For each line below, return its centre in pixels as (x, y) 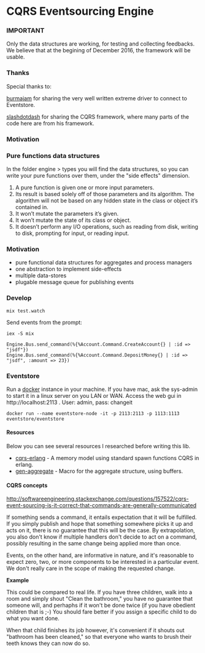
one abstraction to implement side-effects (68, 269)
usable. (16, 57)
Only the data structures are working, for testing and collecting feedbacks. (101, 44)
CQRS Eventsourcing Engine (80, 11)
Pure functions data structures (53, 156)
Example (18, 580)
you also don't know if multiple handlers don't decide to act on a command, (102, 537)
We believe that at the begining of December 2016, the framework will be (99, 50)
